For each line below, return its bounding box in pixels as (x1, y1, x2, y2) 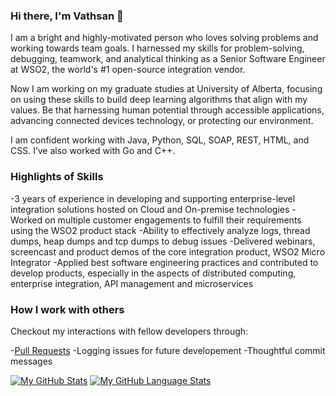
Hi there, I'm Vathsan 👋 (10, 9, 124, 23)
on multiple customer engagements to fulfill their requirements (44, 214, 302, 226)
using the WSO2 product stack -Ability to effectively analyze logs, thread (10, 224, 311, 236)
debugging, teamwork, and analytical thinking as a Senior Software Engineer (10, 53, 326, 65)
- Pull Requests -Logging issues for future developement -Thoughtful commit (10, 344, 326, 356)
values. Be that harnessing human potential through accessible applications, (10, 104, 325, 116)
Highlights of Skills (10, 170, 104, 184)
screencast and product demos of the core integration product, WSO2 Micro (10, 245, 326, 258)
